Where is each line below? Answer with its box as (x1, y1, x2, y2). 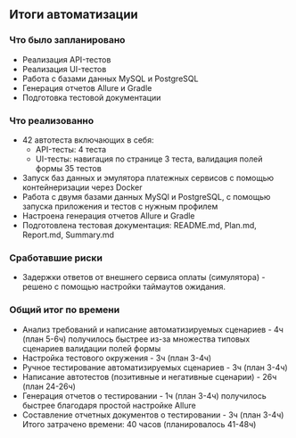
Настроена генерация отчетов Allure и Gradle (21, 210, 195, 221)
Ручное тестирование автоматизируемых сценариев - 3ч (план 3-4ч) (21, 361, 288, 373)
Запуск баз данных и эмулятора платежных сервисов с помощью (21, 172, 275, 183)
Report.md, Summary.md (21, 229, 114, 240)
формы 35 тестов (35, 162, 103, 173)
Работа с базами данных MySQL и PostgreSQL (21, 73, 199, 84)
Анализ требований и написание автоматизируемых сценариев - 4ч (21, 324, 284, 335)
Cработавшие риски (9, 252, 103, 264)
